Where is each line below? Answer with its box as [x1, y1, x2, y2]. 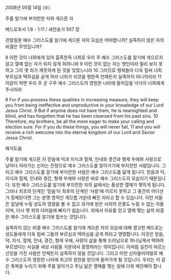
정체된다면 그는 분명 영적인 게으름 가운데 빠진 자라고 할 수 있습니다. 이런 [10, 195, 154, 201]
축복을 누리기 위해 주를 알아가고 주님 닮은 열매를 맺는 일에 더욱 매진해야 [10, 263, 152, 269]
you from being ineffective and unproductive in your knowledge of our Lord [5, 102, 164, 108]
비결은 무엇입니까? [5, 44, 42, 50]
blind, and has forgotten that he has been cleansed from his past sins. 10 [5, 113, 158, 119]
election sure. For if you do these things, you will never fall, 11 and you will [5, 124, 161, 130]
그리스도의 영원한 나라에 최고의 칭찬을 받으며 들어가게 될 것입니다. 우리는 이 [10, 256, 161, 263]
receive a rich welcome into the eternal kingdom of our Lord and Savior [5, 130, 155, 135]
